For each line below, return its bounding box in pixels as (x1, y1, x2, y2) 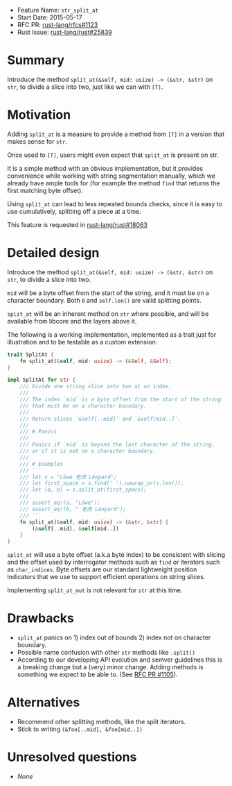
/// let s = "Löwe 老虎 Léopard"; (19, 474, 117, 480)
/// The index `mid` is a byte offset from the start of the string (19, 396, 222, 403)
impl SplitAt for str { (7, 376, 76, 384)
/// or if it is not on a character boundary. (19, 448, 157, 455)
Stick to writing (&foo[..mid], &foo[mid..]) (17, 725, 143, 733)
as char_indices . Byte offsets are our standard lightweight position (7, 565, 197, 574)
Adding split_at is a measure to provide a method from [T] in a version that (7, 130, 225, 138)
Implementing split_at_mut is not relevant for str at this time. (7, 586, 183, 594)
